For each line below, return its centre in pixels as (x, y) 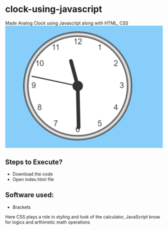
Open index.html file (33, 179)
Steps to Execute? (34, 162)
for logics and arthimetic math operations (48, 222)
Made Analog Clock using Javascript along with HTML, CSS (67, 23)
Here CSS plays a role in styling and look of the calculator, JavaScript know (83, 216)
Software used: (29, 195)
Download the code (33, 174)
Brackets (21, 207)
